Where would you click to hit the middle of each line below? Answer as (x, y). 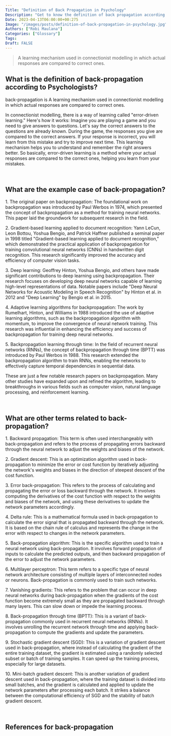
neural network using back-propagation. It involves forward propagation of (83, 549)
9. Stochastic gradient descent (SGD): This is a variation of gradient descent (85, 642)
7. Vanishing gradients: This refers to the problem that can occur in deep (81, 590)
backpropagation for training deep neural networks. (59, 334)
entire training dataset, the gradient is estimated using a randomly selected (84, 653)
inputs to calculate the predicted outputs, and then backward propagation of (85, 554)
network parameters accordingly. (40, 507)
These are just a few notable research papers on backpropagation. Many (82, 376)
